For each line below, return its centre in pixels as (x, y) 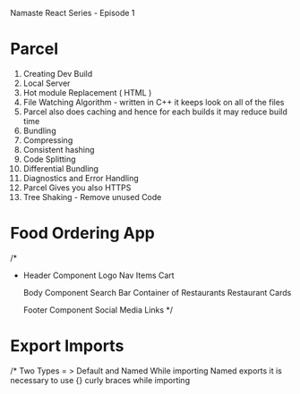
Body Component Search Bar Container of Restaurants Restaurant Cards (157, 292)
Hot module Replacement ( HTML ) (87, 92)
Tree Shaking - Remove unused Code (92, 197)
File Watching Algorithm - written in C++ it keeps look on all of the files (154, 102)
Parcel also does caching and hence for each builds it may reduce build (155, 112)
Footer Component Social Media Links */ (98, 310)
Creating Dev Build (58, 73)
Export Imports (67, 346)
